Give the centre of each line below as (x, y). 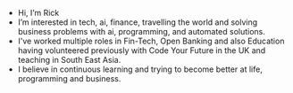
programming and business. (69, 78)
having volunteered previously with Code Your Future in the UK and (142, 50)
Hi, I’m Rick (38, 13)
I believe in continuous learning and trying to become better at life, (140, 69)
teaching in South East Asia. (69, 60)
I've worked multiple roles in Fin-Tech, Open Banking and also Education (151, 41)
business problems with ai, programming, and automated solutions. (142, 31)
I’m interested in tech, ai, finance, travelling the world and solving (138, 22)
